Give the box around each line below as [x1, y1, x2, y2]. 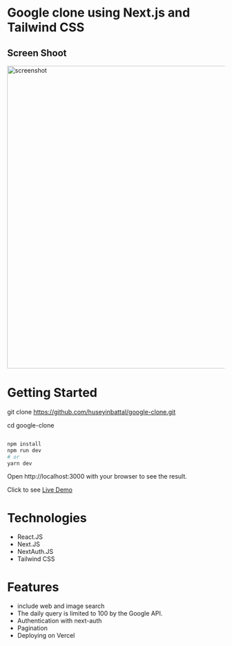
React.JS [17, 533, 43, 541]
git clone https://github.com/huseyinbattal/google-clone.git [7, 407, 176, 416]
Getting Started [7, 385, 98, 400]
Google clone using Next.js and [7, 5, 191, 21]
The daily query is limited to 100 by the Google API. [17, 609, 163, 618]
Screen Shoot [7, 47, 67, 59]
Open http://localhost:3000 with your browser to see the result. [7, 472, 188, 481]
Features [7, 579, 59, 595]
